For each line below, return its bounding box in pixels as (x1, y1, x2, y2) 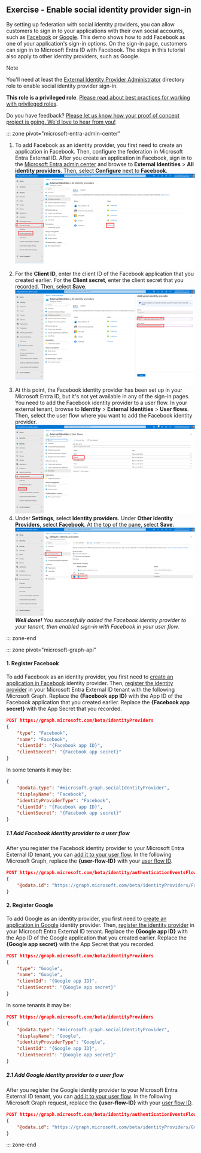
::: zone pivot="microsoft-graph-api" (6, 646, 97, 653)
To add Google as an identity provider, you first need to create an (6, 915, 167, 922)
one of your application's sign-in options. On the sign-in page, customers (6, 40, 187, 47)
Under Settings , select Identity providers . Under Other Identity (14, 514, 173, 521)
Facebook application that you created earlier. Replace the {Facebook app (6, 698, 190, 705)
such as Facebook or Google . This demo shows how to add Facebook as (6, 33, 185, 41)
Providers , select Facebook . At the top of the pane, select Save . (14, 521, 175, 528)
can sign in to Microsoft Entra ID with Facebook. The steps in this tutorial (6, 46, 185, 53)
